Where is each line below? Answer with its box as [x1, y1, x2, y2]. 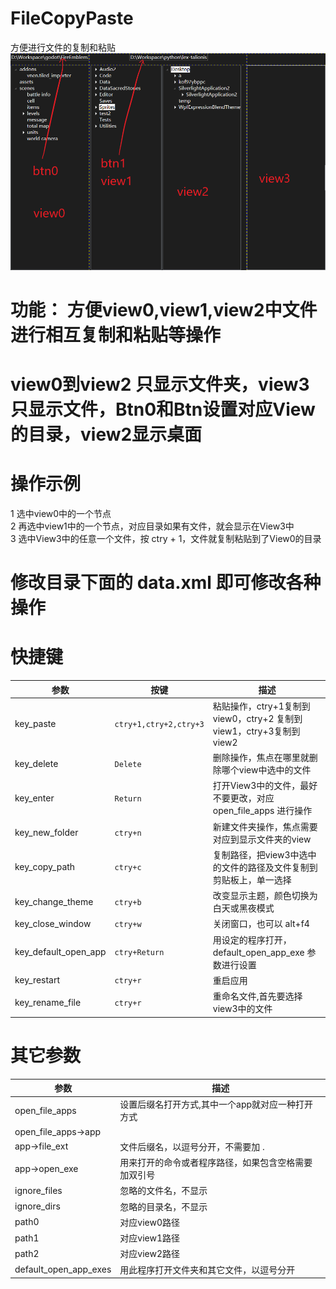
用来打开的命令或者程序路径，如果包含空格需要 [119, 1157, 313, 1169]
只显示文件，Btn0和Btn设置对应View [10, 398, 316, 421]
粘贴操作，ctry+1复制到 [212, 700, 311, 712]
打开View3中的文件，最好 [212, 780, 318, 792]
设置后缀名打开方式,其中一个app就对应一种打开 [119, 1098, 314, 1111]
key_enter [14, 792, 55, 804]
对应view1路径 [119, 1232, 181, 1244]
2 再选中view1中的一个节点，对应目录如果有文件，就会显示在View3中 [10, 520, 295, 532]
